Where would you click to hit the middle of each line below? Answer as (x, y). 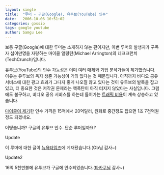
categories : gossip (25, 23)
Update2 (14, 157)
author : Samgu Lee (24, 32)
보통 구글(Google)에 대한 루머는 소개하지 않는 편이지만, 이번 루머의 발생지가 (77, 47)
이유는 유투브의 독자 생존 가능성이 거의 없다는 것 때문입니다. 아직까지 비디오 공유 (82, 76)
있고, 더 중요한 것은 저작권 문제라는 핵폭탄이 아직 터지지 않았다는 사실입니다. (78, 88)
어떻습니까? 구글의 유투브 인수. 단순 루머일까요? (51, 128)
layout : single (21, 10)
